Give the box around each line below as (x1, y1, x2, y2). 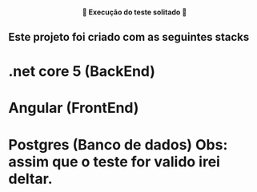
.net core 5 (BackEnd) (8, 62, 156, 81)
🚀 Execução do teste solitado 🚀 (82, 7, 187, 17)
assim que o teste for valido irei (8, 153, 220, 170)
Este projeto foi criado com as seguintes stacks (8, 30, 250, 44)
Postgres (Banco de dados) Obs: (8, 135, 228, 154)
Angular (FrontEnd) (8, 99, 139, 117)
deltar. (8, 170, 53, 188)
